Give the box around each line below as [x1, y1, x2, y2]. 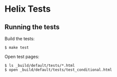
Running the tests [4, 23, 60, 31]
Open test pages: [4, 54, 40, 59]
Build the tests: [4, 36, 35, 41]
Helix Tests [4, 3, 51, 15]
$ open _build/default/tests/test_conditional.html [4, 67, 112, 72]
